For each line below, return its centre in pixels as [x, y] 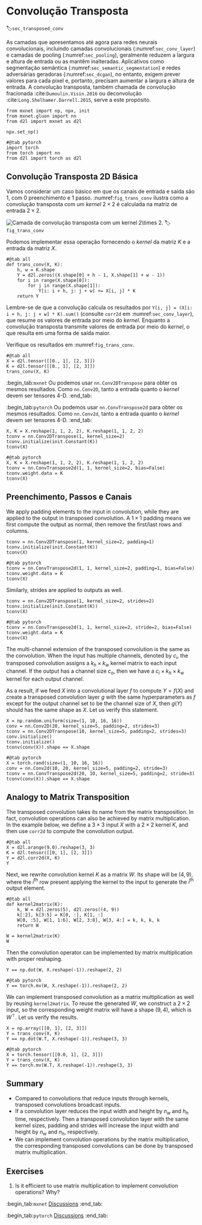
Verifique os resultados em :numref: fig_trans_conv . [70, 344]
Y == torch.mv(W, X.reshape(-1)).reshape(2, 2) [67, 986]
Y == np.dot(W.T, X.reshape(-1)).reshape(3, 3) [67, 1039]
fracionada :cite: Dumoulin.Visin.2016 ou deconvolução [74, 93]
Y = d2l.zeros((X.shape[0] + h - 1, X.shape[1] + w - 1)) [91, 275]
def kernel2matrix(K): [35, 905]
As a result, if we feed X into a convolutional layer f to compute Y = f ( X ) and [100, 690]
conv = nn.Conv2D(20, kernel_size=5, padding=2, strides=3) [83, 726]
